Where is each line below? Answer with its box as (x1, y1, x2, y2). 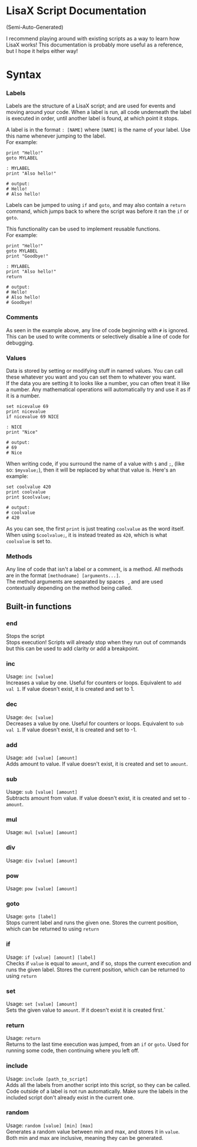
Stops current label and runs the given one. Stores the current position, (6, 919, 178, 927)
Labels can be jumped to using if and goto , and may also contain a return (6, 202, 186, 209)
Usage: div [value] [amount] (6, 857, 78, 864)
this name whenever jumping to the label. (6, 132, 106, 139)
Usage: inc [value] (6, 673, 54, 680)
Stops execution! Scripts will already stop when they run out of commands (6, 639, 186, 646)
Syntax (6, 68, 42, 82)
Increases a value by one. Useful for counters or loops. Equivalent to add (6, 679, 182, 686)
